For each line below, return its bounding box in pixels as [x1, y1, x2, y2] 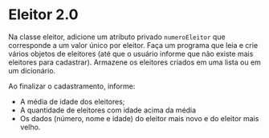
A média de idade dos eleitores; [19, 97, 125, 106]
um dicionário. [8, 65, 56, 75]
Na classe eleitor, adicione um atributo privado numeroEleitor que [8, 32, 226, 41]
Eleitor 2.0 [8, 6, 79, 24]
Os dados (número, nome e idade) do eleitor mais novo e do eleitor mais [19, 113, 259, 123]
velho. [19, 122, 41, 132]
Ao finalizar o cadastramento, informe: [8, 81, 136, 91]
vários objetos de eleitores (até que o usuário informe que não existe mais [8, 49, 254, 58]
